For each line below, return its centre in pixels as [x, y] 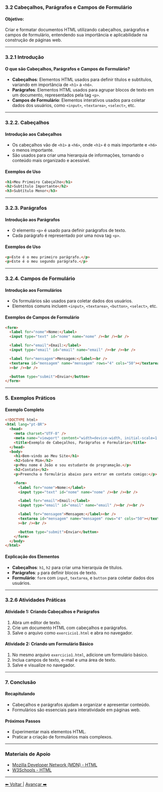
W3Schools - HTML [32, 770]
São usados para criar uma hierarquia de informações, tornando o [78, 155]
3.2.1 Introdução [24, 57]
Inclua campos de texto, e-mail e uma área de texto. [64, 660]
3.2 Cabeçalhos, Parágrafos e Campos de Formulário [69, 7]
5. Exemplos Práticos [30, 398]
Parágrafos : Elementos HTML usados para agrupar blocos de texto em [83, 90]
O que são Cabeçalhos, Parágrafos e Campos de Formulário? [67, 69]
